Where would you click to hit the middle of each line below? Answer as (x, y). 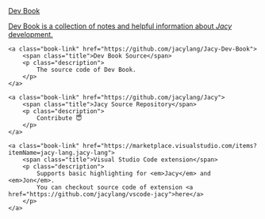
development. (31, 34)
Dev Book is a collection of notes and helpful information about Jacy (120, 26)
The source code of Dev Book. (86, 70)
